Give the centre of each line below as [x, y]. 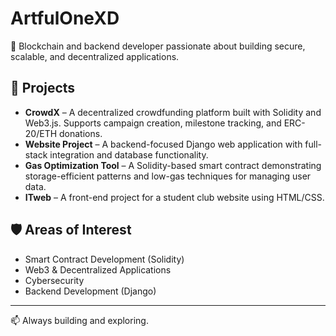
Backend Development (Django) [90, 291]
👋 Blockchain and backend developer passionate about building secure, [158, 46]
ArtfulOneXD [65, 18]
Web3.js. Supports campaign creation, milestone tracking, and [153, 123]
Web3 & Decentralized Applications [98, 269]
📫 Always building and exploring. [79, 320]
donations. [81, 133]
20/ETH [41, 133]
